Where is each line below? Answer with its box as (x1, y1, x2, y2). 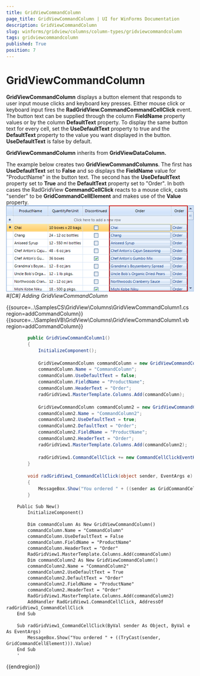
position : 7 (6, 48, 36, 54)
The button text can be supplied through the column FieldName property (6, 112, 186, 119)
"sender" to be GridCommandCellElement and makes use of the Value (6, 192, 182, 200)
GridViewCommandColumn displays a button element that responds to (6, 93, 182, 101)
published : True (6, 41, 46, 47)
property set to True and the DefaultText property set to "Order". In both (6, 179, 185, 187)
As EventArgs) (6, 628, 42, 634)
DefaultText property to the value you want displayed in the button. (6, 131, 171, 138)
